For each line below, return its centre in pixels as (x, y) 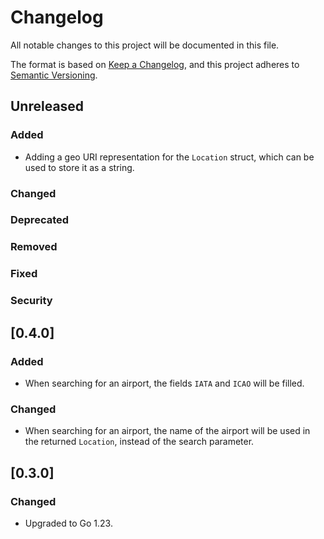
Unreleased (47, 106)
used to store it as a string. (79, 167)
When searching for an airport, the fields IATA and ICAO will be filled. (164, 383)
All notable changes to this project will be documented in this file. (145, 45)
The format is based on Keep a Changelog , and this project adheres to (155, 64)
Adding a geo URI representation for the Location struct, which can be (169, 157)
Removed (34, 247)
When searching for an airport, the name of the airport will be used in (167, 431)
